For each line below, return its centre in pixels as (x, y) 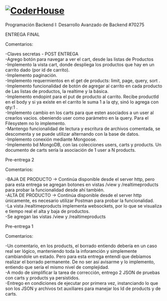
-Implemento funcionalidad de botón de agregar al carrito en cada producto (84, 86)
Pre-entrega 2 (20, 160)
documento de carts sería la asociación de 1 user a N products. (71, 150)
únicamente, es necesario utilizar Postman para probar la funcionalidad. (80, 200)
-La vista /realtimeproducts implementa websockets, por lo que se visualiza (83, 206)
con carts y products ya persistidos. (43, 278)
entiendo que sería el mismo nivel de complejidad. (57, 267)
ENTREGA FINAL (23, 34)
